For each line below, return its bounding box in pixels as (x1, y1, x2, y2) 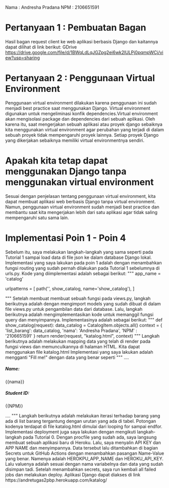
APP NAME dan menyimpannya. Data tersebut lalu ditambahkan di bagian (5, 445, 158, 451)
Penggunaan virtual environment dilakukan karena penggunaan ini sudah (5, 99, 157, 105)
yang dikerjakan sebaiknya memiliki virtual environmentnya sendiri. (5, 137, 145, 143)
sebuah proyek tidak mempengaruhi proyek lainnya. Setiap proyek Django (5, 132, 159, 138)
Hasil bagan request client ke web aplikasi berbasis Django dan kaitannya (5, 38, 158, 44)
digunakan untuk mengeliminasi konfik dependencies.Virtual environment (5, 111, 158, 117)
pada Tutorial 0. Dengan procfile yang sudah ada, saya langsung (22, 434, 157, 440)
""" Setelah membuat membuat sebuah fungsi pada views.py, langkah (5, 295, 151, 301)
